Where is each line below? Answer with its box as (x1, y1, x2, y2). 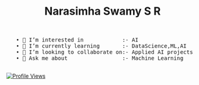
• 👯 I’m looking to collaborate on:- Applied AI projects (16, 48, 194, 56)
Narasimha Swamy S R (44, 4, 161, 18)
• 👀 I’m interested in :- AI (16, 36, 139, 43)
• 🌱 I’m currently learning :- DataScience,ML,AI (16, 42, 187, 50)
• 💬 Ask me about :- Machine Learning (16, 54, 184, 62)
